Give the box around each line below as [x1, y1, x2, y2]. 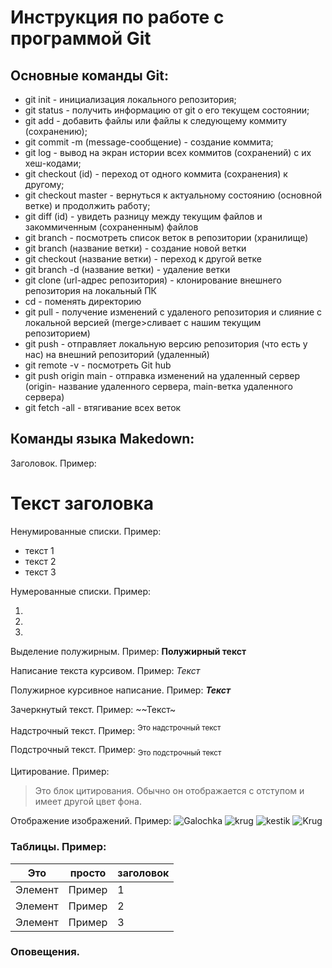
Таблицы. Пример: [10, 840, 107, 854]
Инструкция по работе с [10, 6, 225, 29]
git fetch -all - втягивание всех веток [24, 402, 182, 413]
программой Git [10, 27, 152, 50]
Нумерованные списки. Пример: [10, 585, 152, 597]
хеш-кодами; [24, 157, 82, 169]
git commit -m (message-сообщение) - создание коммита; [24, 136, 274, 148]
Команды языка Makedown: [10, 431, 195, 448]
